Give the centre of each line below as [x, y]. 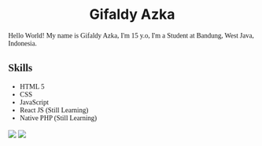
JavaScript [34, 102]
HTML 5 [32, 87]
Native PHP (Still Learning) [58, 118]
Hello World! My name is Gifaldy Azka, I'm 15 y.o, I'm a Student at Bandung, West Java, [131, 36]
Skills [20, 68]
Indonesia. [22, 44]
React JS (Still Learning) [54, 110]
